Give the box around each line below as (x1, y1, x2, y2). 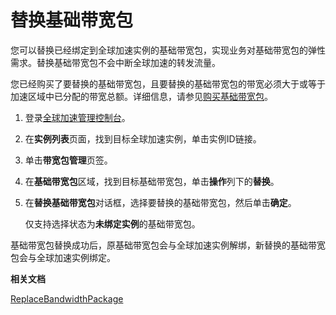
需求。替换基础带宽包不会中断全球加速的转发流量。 (10, 56, 221, 68)
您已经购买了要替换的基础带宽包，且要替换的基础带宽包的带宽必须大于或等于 (10, 77, 326, 90)
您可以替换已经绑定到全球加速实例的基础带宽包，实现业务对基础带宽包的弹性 (10, 44, 326, 56)
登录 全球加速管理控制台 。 (24, 111, 131, 123)
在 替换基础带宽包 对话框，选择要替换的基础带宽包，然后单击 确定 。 (24, 196, 297, 208)
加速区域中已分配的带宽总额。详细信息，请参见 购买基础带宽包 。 (10, 90, 273, 102)
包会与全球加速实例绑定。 (10, 251, 116, 263)
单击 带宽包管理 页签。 (24, 154, 113, 166)
